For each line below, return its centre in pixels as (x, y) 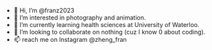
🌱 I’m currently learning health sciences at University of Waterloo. (107, 25)
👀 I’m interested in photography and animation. (80, 18)
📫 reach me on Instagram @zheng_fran (70, 40)
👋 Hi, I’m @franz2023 (44, 10)
